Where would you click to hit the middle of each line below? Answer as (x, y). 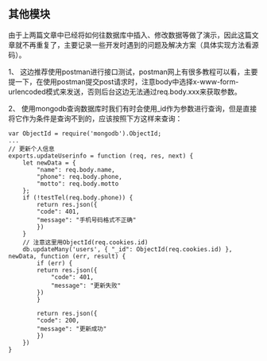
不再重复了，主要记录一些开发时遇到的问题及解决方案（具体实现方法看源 (140, 45)
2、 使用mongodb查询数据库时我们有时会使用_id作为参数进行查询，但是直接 (132, 108)
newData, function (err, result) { (67, 256)
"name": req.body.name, (76, 169)
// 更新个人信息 (31, 149)
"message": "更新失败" (86, 285)
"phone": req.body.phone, (80, 177)
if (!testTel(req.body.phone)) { (78, 197)
